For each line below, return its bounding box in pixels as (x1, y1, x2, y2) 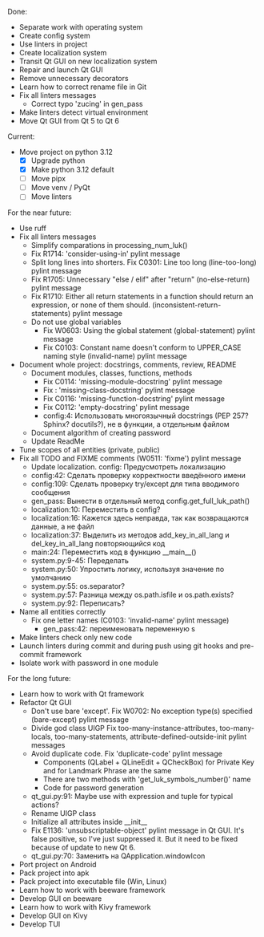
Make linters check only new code (18, 633, 133, 643)
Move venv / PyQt (30, 183, 90, 193)
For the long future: (7, 674, 71, 683)
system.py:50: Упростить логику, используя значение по (30, 565, 225, 574)
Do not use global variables (30, 317, 122, 327)
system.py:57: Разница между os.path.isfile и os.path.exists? (30, 590, 234, 600)
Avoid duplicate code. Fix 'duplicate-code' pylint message (30, 749, 223, 759)
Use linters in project (18, 39, 88, 49)
